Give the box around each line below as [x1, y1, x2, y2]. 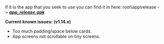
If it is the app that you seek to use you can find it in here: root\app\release [5, 4, 157, 10]
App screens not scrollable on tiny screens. [12, 34, 100, 39]
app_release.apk [9, 9, 45, 15]
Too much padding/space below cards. [12, 28, 92, 34]
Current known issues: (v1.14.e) [5, 19, 71, 24]
